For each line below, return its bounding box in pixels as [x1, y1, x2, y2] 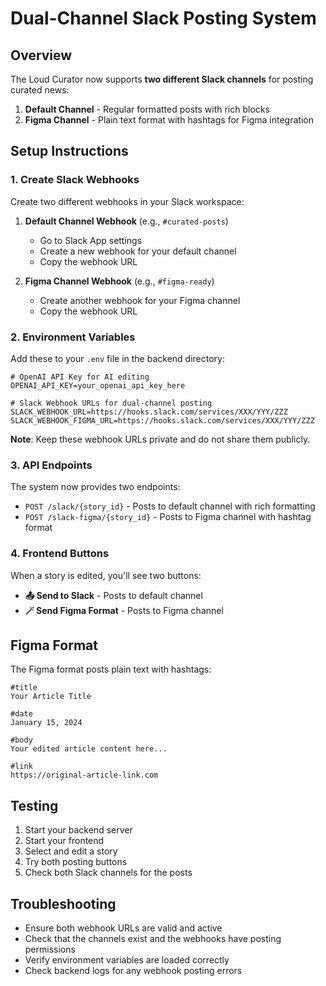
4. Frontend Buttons [10, 547, 110, 561]
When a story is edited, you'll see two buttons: [10, 569, 202, 581]
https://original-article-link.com [10, 770, 159, 781]
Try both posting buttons [24, 856, 128, 868]
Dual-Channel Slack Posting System [10, 7, 317, 30]
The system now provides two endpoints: [10, 481, 181, 493]
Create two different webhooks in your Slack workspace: [10, 195, 245, 207]
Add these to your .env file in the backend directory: [10, 352, 225, 364]
